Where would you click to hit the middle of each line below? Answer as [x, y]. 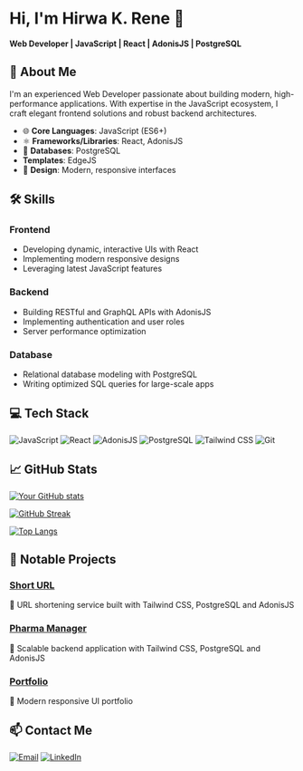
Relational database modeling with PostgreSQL [109, 374]
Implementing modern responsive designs [101, 259]
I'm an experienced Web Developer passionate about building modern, [141, 93]
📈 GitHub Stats [53, 470]
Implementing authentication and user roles [104, 322]
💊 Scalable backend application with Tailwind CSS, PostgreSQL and [135, 648]
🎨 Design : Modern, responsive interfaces [99, 169]
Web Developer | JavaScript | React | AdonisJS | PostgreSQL [126, 43]
